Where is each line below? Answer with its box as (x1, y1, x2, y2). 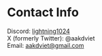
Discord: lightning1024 (7, 27, 70, 35)
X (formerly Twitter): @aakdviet (7, 34, 95, 42)
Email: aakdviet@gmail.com (7, 41, 84, 49)
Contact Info (7, 5, 80, 20)
